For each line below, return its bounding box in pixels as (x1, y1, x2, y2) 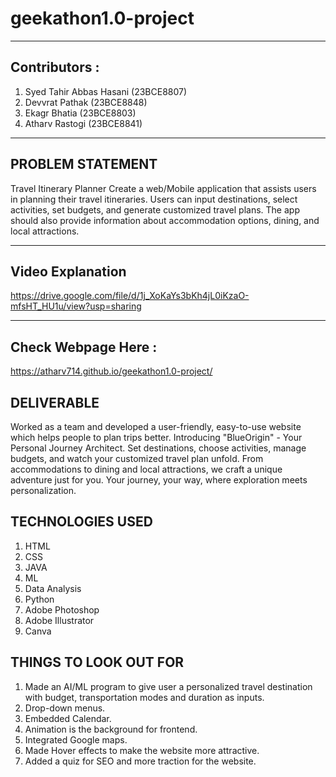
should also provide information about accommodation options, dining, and (10, 214, 320, 226)
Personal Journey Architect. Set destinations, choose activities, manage (10, 442, 307, 454)
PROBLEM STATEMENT (10, 156, 158, 173)
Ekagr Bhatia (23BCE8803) (24, 107, 137, 119)
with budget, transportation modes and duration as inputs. (24, 691, 265, 703)
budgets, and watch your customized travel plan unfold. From (10, 453, 264, 464)
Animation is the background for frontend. (24, 723, 198, 735)
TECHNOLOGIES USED (10, 513, 153, 531)
